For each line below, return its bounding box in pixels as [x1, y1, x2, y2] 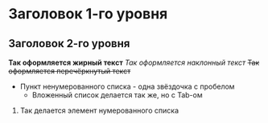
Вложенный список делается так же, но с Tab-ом [31, 90, 203, 100]
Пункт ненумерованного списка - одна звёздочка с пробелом [19, 81, 235, 91]
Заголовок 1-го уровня [8, 5, 168, 23]
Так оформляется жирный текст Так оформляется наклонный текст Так [8, 58, 260, 67]
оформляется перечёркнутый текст [8, 66, 131, 76]
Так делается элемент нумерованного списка [19, 105, 179, 115]
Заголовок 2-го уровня [8, 37, 130, 50]
